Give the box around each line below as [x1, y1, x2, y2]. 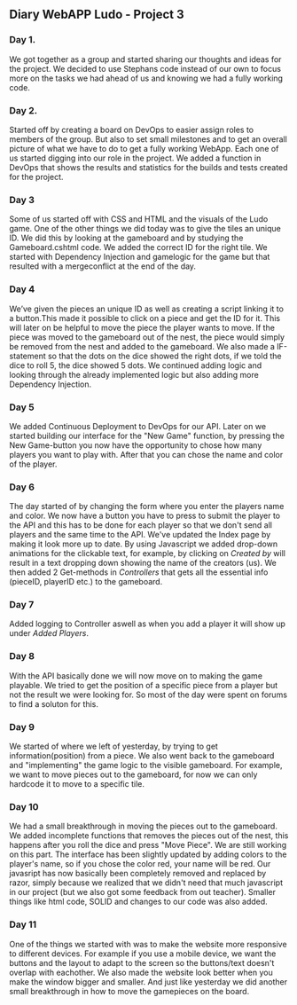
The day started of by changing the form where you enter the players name [9, 501, 285, 512]
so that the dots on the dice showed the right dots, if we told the [47, 350, 282, 361]
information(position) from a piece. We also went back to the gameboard [9, 750, 275, 761]
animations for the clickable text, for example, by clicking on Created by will [9, 548, 286, 559]
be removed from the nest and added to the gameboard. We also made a [9, 341, 275, 351]
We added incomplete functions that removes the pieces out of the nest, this [9, 830, 289, 841]
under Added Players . [9, 628, 89, 639]
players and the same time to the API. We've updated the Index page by [9, 530, 271, 540]
